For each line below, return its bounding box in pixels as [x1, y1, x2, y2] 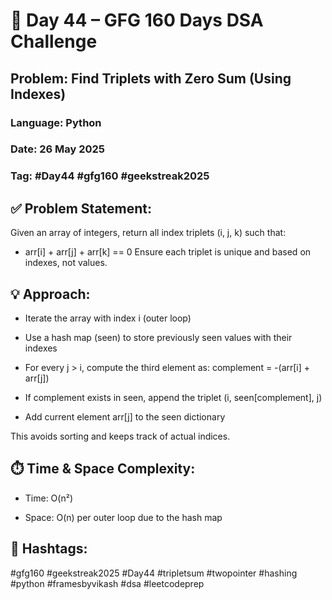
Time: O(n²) [24, 492, 73, 504]
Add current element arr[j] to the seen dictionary [24, 410, 226, 423]
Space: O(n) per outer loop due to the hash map [24, 511, 223, 523]
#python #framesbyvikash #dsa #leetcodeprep [10, 577, 205, 589]
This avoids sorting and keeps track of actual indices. [10, 430, 231, 442]
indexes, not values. [24, 257, 108, 269]
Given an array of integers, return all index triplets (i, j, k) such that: [10, 227, 287, 239]
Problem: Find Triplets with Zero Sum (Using [10, 70, 292, 87]
